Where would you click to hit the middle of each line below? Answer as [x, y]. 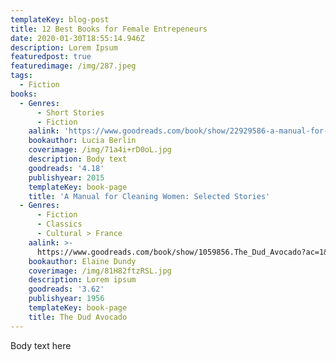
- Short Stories [70, 112]
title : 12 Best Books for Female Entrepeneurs [109, 29]
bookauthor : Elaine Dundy [82, 261]
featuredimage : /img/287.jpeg [73, 66]
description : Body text [78, 159]
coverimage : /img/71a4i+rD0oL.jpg [100, 150]
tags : [21, 76]
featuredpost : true [51, 57]
